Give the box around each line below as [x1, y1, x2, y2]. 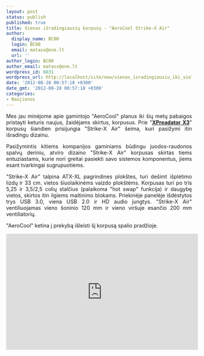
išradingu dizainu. [6, 131, 50, 139]
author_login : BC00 [6, 58, 54, 64]
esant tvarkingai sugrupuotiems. [6, 161, 85, 169]
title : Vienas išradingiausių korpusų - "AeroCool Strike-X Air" [6, 25, 170, 31]
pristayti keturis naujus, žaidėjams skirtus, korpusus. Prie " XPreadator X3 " [6, 118, 192, 126]
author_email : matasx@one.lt [6, 63, 78, 70]
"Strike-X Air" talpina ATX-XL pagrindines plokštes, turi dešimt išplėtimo [6, 173, 192, 180]
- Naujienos [6, 96, 35, 102]
